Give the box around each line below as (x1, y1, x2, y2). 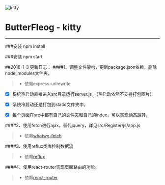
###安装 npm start (5, 53, 43, 59)
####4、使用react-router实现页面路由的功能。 (5, 164, 100, 170)
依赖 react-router (24, 175, 58, 181)
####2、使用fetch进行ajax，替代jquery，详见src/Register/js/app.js (5, 123, 141, 129)
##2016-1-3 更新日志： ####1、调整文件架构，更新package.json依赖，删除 (5, 64, 157, 70)
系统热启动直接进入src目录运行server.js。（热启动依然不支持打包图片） (12, 91, 155, 97)
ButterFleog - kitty (5, 22, 82, 33)
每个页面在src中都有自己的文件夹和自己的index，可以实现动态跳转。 (12, 112, 150, 118)
